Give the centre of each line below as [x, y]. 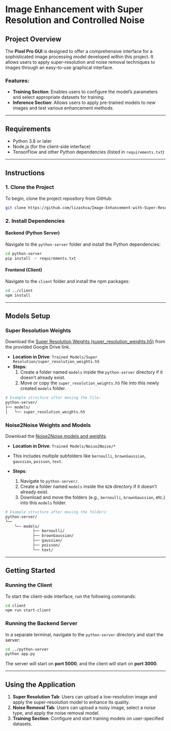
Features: [17, 81]
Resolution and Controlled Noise [75, 20]
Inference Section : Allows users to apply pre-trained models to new [84, 102]
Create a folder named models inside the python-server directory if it [91, 372]
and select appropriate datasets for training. [59, 97]
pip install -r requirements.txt [41, 258]
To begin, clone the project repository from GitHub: [59, 198]
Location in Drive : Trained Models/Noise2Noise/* [64, 446]
